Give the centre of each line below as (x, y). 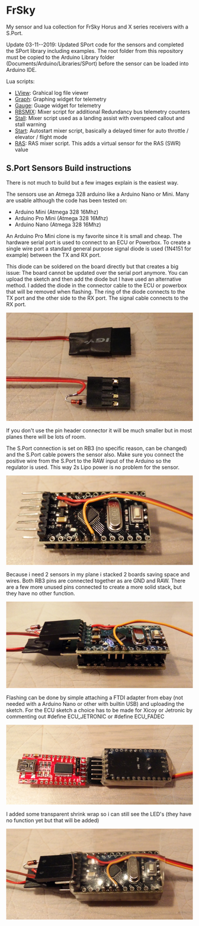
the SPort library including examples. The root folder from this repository (95, 50)
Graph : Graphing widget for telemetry (60, 99)
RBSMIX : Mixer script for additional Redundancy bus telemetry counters (102, 112)
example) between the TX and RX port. (54, 255)
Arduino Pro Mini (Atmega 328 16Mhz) (61, 218)
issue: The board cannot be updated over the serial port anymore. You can (97, 272)
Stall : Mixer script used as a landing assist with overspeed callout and (99, 118)
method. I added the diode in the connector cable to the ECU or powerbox (97, 285)
